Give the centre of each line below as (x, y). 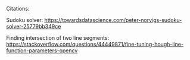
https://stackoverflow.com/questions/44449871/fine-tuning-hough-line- (95, 44)
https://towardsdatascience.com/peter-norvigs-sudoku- (113, 20)
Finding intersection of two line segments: (58, 38)
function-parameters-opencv (42, 50)
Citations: (18, 9)
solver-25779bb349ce (34, 26)
